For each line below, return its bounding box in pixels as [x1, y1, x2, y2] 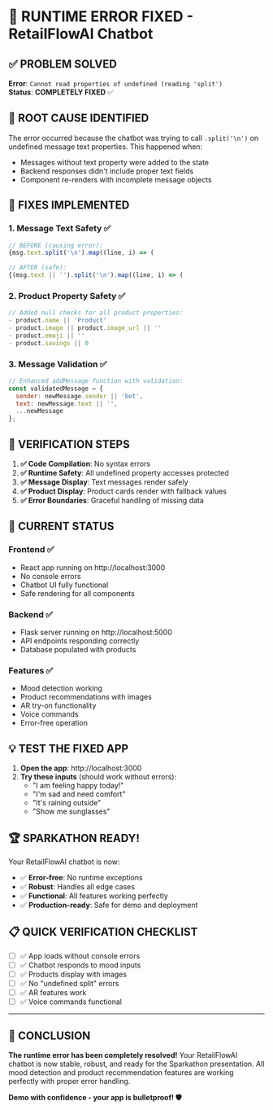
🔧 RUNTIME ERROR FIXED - [8, 7, 193, 26]
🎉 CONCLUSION [8, 1029, 91, 1042]
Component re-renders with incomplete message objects [19, 174, 213, 184]
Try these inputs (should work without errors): [19, 772, 177, 782]
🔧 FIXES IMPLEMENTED [8, 199, 130, 213]
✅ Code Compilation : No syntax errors [19, 459, 151, 469]
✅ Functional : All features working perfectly [19, 891, 168, 901]
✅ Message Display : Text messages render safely [19, 477, 188, 487]
